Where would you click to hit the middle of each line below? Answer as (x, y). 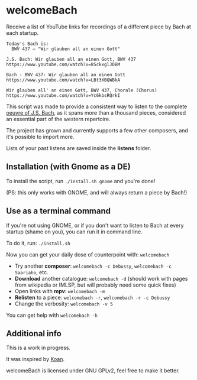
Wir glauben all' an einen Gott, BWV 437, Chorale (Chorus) (82, 90)
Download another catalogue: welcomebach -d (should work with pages (101, 278)
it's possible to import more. (40, 137)
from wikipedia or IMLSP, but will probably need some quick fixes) (95, 285)
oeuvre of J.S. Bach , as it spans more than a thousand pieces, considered (96, 112)
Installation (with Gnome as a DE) (69, 167)
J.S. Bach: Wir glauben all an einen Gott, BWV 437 (71, 59)
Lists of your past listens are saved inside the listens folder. (79, 148)
